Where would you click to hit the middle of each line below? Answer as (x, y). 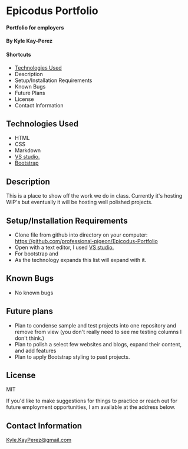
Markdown (28, 150)
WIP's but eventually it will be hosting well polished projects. (80, 202)
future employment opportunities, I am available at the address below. (91, 407)
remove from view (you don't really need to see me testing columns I (98, 332)
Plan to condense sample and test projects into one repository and (95, 325)
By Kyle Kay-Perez (29, 41)
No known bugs (34, 293)
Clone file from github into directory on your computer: (81, 235)
